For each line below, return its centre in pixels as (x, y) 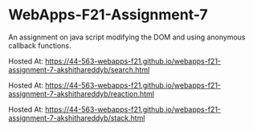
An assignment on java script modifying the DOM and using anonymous (127, 37)
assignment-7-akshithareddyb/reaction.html (82, 93)
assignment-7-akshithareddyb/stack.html (77, 117)
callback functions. (40, 45)
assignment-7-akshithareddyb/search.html (79, 69)
